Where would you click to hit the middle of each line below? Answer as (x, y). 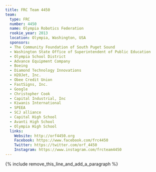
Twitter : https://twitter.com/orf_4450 (56, 145)
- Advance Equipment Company (40, 61)
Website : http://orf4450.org (44, 136)
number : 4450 (23, 24)
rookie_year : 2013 (29, 33)
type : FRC (20, 19)
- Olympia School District (38, 56)
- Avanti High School (32, 122)
